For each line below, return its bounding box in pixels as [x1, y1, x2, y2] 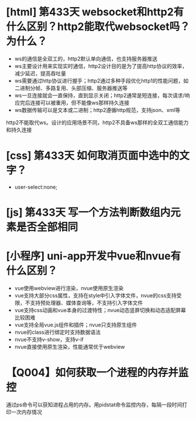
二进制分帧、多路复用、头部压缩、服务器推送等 [14, 84, 128, 91]
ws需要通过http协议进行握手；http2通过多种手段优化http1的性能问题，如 [14, 77, 189, 84]
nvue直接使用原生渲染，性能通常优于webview [14, 344, 125, 350]
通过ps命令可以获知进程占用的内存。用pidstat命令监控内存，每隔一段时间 [6, 401, 183, 408]
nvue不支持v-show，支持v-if [14, 336, 84, 343]
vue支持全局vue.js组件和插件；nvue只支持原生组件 [14, 321, 137, 328]
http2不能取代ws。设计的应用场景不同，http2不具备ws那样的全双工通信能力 [6, 118, 189, 126]
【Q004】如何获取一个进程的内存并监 [6, 366, 189, 379]
